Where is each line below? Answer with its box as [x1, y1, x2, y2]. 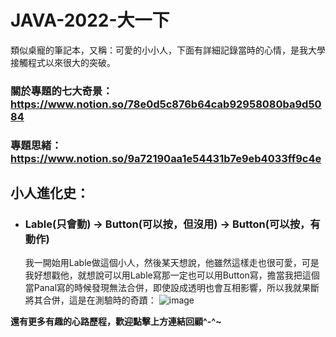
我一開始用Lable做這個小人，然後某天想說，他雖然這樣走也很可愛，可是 [24, 257, 320, 269]
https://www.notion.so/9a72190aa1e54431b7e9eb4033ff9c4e [10, 151, 322, 165]
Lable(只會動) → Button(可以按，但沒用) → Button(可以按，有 [24, 217, 321, 231]
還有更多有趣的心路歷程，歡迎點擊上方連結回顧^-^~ [10, 316, 222, 328]
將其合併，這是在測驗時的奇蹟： [24, 294, 157, 306]
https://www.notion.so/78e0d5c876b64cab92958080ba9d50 [10, 97, 322, 111]
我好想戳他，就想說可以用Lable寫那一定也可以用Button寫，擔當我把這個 [24, 269, 320, 281]
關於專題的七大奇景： [10, 84, 113, 98]
